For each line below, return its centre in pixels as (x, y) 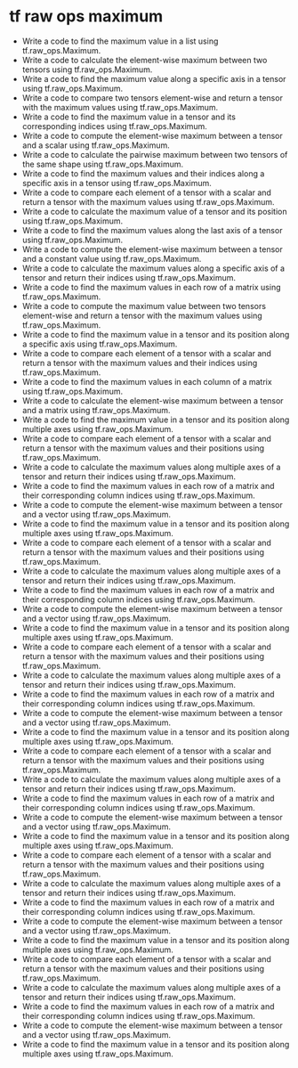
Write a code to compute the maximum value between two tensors (144, 306)
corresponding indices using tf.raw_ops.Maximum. (114, 126)
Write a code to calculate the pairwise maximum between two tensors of (155, 154)
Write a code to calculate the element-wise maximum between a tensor (153, 400)
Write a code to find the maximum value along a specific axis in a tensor (154, 78)
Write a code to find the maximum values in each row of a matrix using (151, 287)
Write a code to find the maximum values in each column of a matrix (147, 381)
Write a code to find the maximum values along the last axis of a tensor (152, 230)
